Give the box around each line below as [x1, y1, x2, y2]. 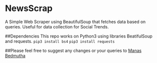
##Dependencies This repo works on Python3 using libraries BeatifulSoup [5, 33, 153, 39]
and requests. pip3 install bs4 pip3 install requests [5, 38, 115, 44]
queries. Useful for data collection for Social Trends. [5, 24, 109, 29]
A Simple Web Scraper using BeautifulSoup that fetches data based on [5, 19, 146, 25]
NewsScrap [5, 3, 53, 14]
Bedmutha [5, 52, 26, 58]
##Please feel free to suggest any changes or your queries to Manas [5, 48, 142, 53]
